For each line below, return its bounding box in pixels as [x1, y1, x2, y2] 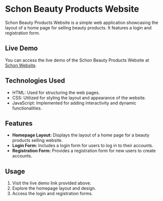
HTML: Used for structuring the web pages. [12, 89, 100, 95]
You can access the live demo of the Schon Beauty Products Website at [5, 57, 149, 63]
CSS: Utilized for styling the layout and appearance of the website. [12, 94, 146, 101]
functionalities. [12, 105, 42, 111]
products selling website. [12, 137, 63, 143]
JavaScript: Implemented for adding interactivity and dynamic [12, 100, 137, 106]
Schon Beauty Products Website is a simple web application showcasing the [5, 20, 159, 25]
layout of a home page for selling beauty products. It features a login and [5, 24, 152, 30]
